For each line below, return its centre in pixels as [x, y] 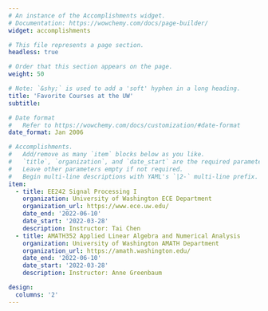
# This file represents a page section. [77, 45]
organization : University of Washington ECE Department [118, 199]
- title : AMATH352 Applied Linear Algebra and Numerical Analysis [128, 236]
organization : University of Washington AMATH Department [121, 243]
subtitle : [25, 103]
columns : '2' [37, 295]
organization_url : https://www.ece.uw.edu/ [96, 207]
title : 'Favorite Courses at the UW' [71, 96]
